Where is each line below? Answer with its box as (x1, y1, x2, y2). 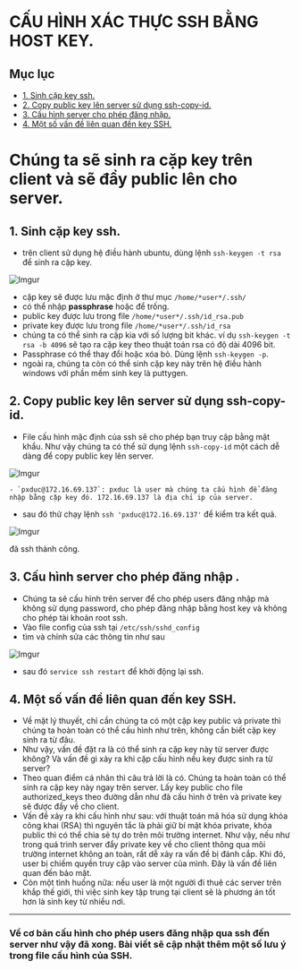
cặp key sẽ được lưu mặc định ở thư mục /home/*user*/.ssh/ (21, 292, 247, 302)
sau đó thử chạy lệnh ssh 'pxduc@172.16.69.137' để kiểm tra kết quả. (21, 509, 277, 519)
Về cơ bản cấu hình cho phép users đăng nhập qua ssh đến (9, 927, 271, 940)
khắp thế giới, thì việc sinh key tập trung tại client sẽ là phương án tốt (21, 887, 276, 897)
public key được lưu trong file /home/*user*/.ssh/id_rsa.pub (21, 311, 244, 321)
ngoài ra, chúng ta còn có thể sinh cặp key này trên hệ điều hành (21, 358, 262, 369)
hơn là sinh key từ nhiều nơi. (21, 897, 126, 907)
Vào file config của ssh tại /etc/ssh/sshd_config (21, 622, 200, 632)
